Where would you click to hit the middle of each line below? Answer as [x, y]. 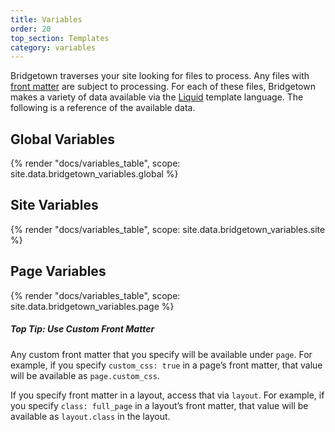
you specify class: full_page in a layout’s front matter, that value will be [159, 405]
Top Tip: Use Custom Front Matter [82, 329]
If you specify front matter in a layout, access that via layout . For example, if [167, 395]
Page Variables [58, 271]
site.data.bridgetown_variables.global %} [94, 174]
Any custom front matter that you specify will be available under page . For [161, 354]
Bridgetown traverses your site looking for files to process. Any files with [160, 76]
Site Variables [54, 205]
